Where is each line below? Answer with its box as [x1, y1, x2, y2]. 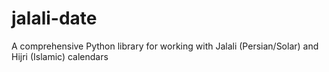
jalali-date [11, 7, 98, 30]
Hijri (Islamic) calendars [11, 50, 109, 62]
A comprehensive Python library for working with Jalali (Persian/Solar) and [11, 40, 319, 52]
